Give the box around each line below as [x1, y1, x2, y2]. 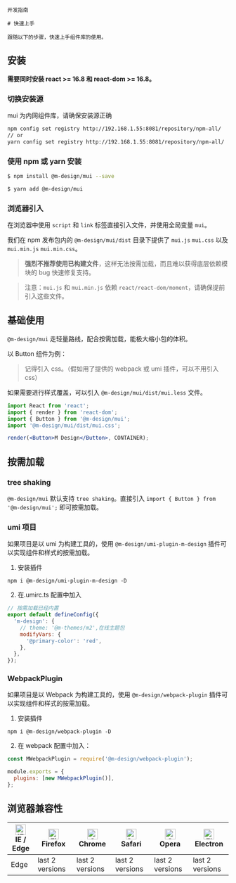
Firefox [41, 839, 66, 849]
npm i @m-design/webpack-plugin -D [7, 728, 112, 735]
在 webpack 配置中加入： [17, 742, 91, 750]
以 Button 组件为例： [7, 349, 67, 357]
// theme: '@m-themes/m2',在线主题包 [20, 624, 125, 631]
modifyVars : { [20, 630, 61, 638]
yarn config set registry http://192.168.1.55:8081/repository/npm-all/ [7, 138, 225, 146]
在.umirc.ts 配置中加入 [17, 590, 82, 599]
